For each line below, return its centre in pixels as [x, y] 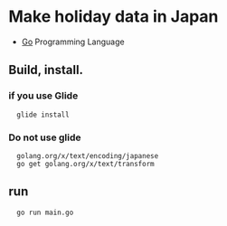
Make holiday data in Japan [113, 17]
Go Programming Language [73, 42]
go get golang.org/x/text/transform [85, 164]
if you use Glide [43, 96]
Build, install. [46, 70]
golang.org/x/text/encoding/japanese [88, 155]
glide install [43, 115]
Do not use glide [45, 137]
